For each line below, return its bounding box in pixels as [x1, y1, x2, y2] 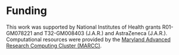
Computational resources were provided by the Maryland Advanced [6, 36, 171, 43]
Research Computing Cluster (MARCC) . [6, 42, 102, 49]
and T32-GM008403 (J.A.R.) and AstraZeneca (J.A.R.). [33, 29, 168, 36]
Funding [6, 4, 47, 18]
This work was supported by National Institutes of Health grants [6, 23, 161, 30]
